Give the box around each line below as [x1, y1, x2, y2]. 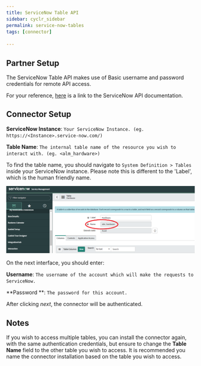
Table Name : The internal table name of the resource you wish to [6, 143, 176, 150]
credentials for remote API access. [6, 80, 92, 87]
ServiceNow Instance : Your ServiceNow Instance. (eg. [6, 125, 145, 132]
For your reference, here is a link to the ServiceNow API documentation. [6, 92, 184, 99]
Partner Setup [6, 58, 60, 68]
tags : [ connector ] [6, 29, 52, 35]
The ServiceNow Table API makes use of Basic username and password [6, 74, 184, 81]
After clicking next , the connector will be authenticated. [6, 301, 143, 308]
